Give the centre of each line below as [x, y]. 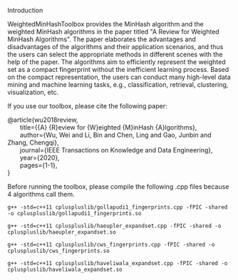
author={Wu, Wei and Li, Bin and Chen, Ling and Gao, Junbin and [116, 135]
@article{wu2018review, [43, 120]
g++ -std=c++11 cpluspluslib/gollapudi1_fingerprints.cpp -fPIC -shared [118, 207]
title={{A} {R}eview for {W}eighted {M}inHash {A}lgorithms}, [109, 127]
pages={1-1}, [39, 165]
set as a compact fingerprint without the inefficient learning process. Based [118, 69]
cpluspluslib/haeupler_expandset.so [62, 232]
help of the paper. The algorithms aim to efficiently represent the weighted [117, 62]
